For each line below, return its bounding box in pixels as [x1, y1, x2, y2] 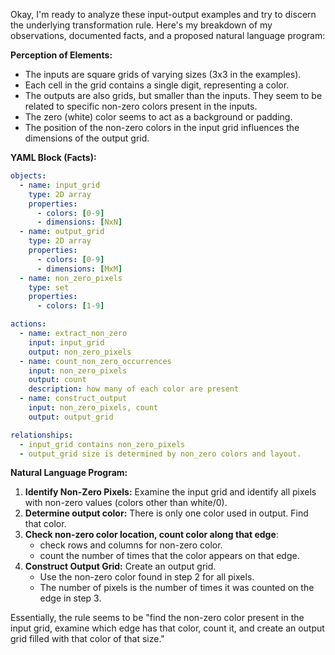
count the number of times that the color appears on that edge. [39, 550, 300, 562]
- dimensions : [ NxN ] [36, 217, 123, 228]
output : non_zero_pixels [28, 347, 132, 357]
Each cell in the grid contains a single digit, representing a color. [24, 79, 290, 91]
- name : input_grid [19, 180, 101, 190]
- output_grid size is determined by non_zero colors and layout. [19, 449, 302, 459]
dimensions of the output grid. [24, 132, 150, 144]
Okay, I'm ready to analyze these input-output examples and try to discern [10, 9, 317, 20]
